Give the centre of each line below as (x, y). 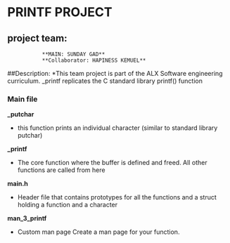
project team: (37, 38)
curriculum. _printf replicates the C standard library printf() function (105, 81)
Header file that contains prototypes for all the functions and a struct (117, 197)
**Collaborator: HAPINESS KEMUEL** (94, 60)
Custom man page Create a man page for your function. (98, 232)
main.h (18, 184)
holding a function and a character (68, 205)
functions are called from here (61, 170)
